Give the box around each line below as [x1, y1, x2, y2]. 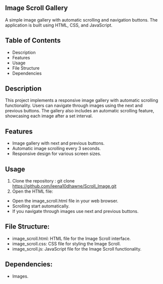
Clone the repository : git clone [12, 178, 75, 184]
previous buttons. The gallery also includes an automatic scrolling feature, [5, 108, 155, 114]
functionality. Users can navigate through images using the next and [5, 103, 143, 108]
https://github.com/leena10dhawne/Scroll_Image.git [12, 183, 116, 189]
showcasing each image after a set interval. [5, 113, 93, 119]
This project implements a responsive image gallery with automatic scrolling [5, 98, 158, 103]
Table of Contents [5, 36, 61, 45]
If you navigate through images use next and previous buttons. [12, 208, 139, 214]
